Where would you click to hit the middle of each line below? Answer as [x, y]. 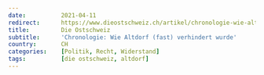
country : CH [38, 45]
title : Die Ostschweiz [59, 30]
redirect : [24, 23]
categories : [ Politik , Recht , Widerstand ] [84, 52]
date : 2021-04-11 [52, 15]
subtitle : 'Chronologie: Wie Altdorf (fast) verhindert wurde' [123, 37]
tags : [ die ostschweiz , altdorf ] [79, 59]
